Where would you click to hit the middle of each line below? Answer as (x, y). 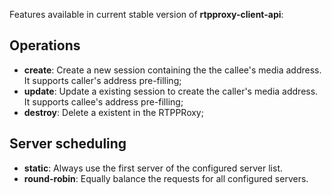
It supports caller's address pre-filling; (102, 80)
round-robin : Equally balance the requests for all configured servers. (166, 178)
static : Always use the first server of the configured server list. (153, 168)
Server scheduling (68, 144)
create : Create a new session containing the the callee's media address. (172, 70)
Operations (45, 45)
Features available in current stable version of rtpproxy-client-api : (146, 14)
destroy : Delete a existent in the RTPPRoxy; (113, 112)
